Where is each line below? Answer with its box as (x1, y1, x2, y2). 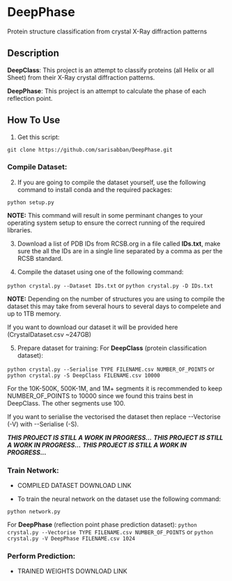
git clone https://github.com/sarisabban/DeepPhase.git (7, 146, 173, 153)
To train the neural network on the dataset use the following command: (17, 495, 222, 503)
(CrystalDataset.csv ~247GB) (7, 330, 92, 338)
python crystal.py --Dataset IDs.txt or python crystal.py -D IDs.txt (7, 281, 214, 289)
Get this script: (17, 133, 60, 141)
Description (7, 47, 59, 59)
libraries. (7, 225, 33, 234)
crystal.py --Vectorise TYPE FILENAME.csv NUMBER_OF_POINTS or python (7, 528, 214, 536)
